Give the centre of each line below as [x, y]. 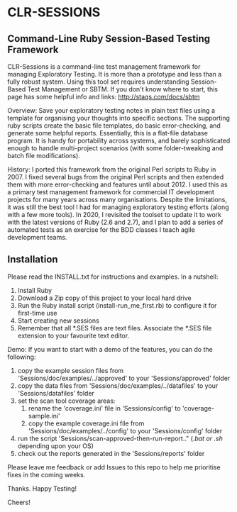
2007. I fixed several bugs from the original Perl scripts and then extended [116, 177]
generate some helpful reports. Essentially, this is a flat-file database [108, 133]
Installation [33, 260]
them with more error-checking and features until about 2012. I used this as [118, 184]
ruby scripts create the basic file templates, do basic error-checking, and [114, 126]
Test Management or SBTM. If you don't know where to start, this [123, 89]
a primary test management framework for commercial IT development [111, 192]
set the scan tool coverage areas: [66, 401]
